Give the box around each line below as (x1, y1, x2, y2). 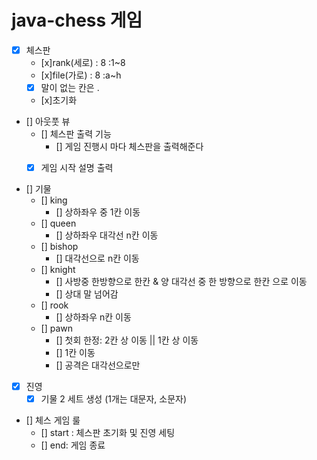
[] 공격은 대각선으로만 (55, 359, 141, 371)
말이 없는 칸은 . (40, 82, 100, 93)
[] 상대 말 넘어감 (55, 288, 119, 300)
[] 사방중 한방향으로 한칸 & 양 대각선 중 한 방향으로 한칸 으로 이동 (55, 276, 308, 288)
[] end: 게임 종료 (40, 439, 106, 451)
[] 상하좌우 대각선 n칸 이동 (55, 229, 159, 241)
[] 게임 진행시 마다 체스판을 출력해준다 (55, 141, 204, 153)
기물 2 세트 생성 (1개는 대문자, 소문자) (40, 393, 188, 405)
